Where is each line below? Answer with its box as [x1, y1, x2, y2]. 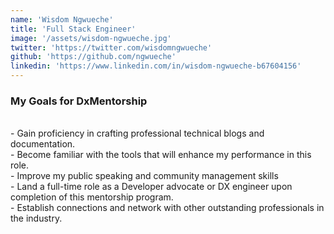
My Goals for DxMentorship [10, 94, 148, 108]
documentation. [10, 138, 76, 150]
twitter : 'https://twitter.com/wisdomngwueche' [10, 42, 213, 53]
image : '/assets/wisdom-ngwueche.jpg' [10, 33, 172, 43]
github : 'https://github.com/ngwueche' [10, 52, 177, 62]
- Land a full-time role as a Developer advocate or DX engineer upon [10, 181, 293, 193]
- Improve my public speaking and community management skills [10, 170, 279, 182]
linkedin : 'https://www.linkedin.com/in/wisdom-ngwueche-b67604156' [10, 61, 302, 71]
